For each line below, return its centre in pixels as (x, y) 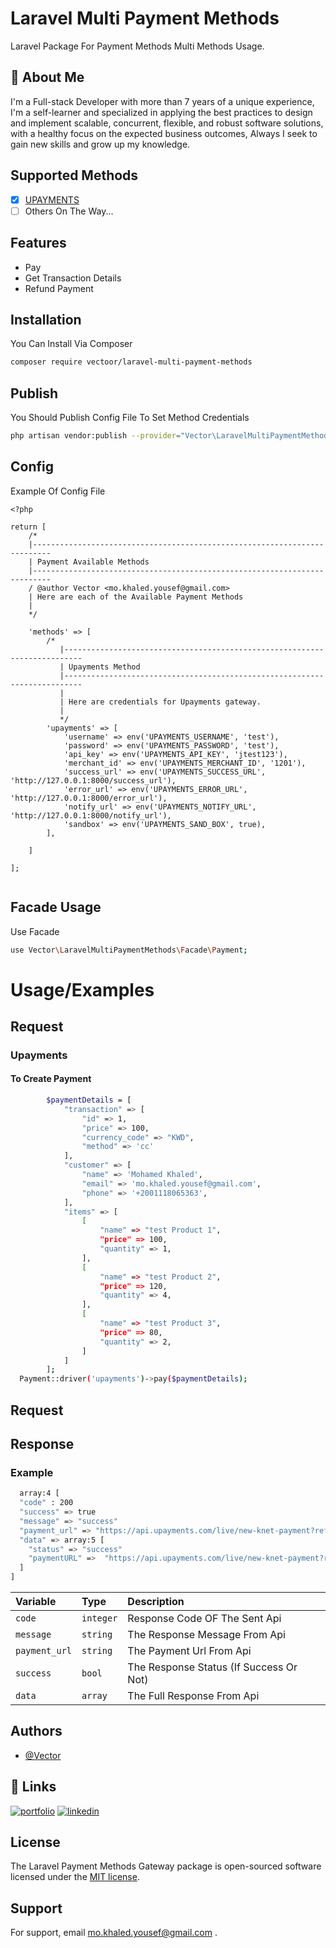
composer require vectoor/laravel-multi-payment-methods (131, 362)
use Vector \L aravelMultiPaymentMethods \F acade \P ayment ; (129, 950)
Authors (36, 1731)
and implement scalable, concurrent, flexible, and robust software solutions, (167, 123)
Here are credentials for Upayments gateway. (165, 702)
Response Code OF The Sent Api (204, 1619)
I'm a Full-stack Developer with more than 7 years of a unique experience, (162, 101)
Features (38, 243)
